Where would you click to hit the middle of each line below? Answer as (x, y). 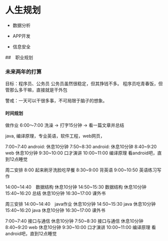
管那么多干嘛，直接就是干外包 (36, 90)
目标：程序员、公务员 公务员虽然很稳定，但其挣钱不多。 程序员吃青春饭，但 (84, 84)
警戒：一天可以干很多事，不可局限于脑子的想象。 (56, 101)
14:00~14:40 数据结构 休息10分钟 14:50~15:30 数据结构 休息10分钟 (76, 187)
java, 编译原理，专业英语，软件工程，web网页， (55, 136)
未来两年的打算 (24, 72)
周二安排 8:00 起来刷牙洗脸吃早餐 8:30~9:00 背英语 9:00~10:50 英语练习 (81, 170)
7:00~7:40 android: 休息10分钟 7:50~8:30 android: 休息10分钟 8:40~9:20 (81, 147)
